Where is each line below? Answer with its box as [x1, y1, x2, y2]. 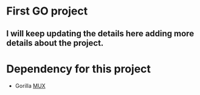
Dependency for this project [6, 62, 151, 76]
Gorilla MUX [15, 82, 46, 89]
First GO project [6, 4, 88, 18]
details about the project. [6, 38, 104, 48]
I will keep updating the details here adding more [6, 28, 195, 39]
